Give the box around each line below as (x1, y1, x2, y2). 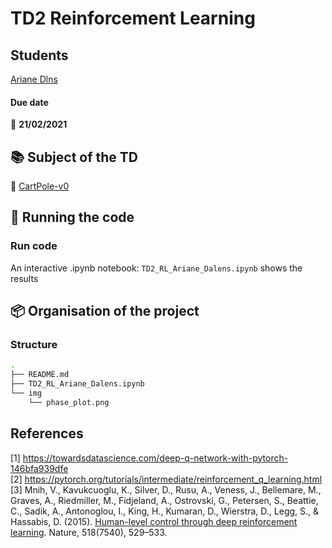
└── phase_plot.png (28, 397, 110, 407)
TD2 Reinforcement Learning (10, 7, 256, 30)
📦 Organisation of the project (10, 303, 200, 320)
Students (10, 47, 69, 64)
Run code (10, 239, 58, 253)
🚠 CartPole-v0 (10, 180, 70, 192)
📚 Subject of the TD (10, 148, 139, 166)
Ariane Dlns (10, 73, 58, 85)
